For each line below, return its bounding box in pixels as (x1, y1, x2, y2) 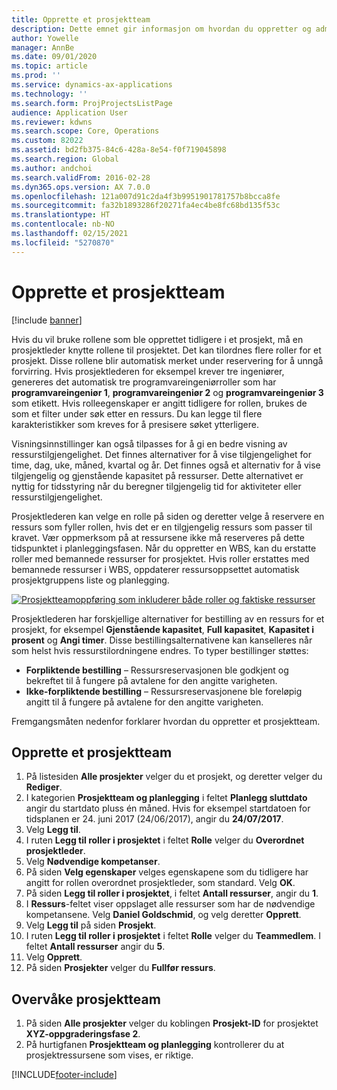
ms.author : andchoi (11, 163, 93, 173)
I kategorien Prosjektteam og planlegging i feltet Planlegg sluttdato (25, 792, 308, 804)
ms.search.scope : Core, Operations (11, 126, 160, 136)
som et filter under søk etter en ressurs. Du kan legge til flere (11, 407, 263, 420)
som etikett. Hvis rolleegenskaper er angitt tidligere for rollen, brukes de (11, 397, 308, 409)
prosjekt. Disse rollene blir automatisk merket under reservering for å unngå (11, 354, 324, 366)
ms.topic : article (11, 61, 88, 71)
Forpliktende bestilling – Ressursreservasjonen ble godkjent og (25, 664, 289, 676)
